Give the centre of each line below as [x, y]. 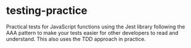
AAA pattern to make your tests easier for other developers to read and [92, 32]
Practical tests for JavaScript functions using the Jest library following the [95, 27]
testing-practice [47, 11]
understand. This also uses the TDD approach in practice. [76, 39]
